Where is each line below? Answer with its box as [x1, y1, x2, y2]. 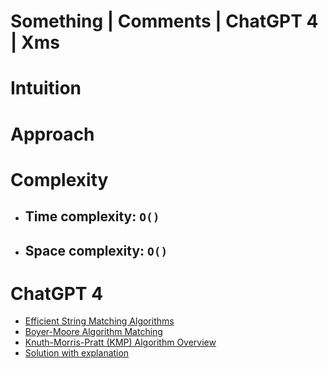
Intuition [10, 77, 82, 100]
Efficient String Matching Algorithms [24, 315, 175, 327]
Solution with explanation [24, 347, 130, 359]
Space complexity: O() [24, 242, 168, 259]
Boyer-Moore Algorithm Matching [24, 326, 163, 338]
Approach [10, 123, 95, 145]
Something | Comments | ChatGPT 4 [10, 10, 319, 33]
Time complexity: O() [24, 208, 160, 225]
